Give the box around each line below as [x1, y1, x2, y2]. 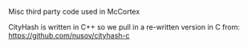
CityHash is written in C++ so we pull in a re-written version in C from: [8, 22, 241, 31]
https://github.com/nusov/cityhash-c [8, 31, 130, 40]
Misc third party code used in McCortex [8, 7, 140, 16]
